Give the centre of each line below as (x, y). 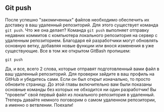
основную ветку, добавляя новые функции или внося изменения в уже (80, 45)
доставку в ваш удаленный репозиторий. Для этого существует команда (82, 25)
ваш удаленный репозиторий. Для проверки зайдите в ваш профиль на (80, 74)
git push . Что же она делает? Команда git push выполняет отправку (77, 30)
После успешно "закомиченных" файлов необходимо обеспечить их (77, 19)
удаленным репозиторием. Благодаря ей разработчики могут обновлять (82, 40)
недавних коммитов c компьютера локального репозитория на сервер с (81, 35)
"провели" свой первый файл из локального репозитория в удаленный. (80, 94)
